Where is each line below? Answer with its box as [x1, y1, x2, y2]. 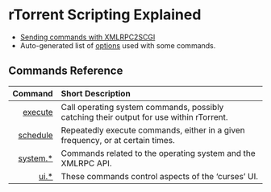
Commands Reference [8, 64, 123, 78]
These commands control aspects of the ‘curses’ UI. [60, 170, 259, 182]
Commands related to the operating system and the [60, 147, 256, 158]
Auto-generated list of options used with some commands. [19, 40, 216, 50]
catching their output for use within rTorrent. [60, 111, 228, 122]
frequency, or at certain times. [60, 134, 175, 145]
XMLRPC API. [60, 157, 112, 169]
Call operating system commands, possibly [60, 101, 224, 112]
